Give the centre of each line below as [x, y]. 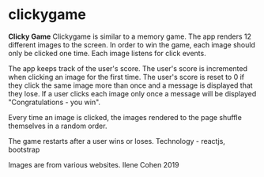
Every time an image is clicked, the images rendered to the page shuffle [125, 117]
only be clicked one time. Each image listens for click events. [107, 53]
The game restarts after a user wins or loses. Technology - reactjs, [117, 141]
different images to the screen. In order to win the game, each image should [132, 44]
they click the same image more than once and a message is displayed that [130, 85]
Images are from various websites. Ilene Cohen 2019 [94, 164]
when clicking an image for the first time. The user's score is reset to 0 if [126, 77]
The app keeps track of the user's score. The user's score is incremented [128, 68]
